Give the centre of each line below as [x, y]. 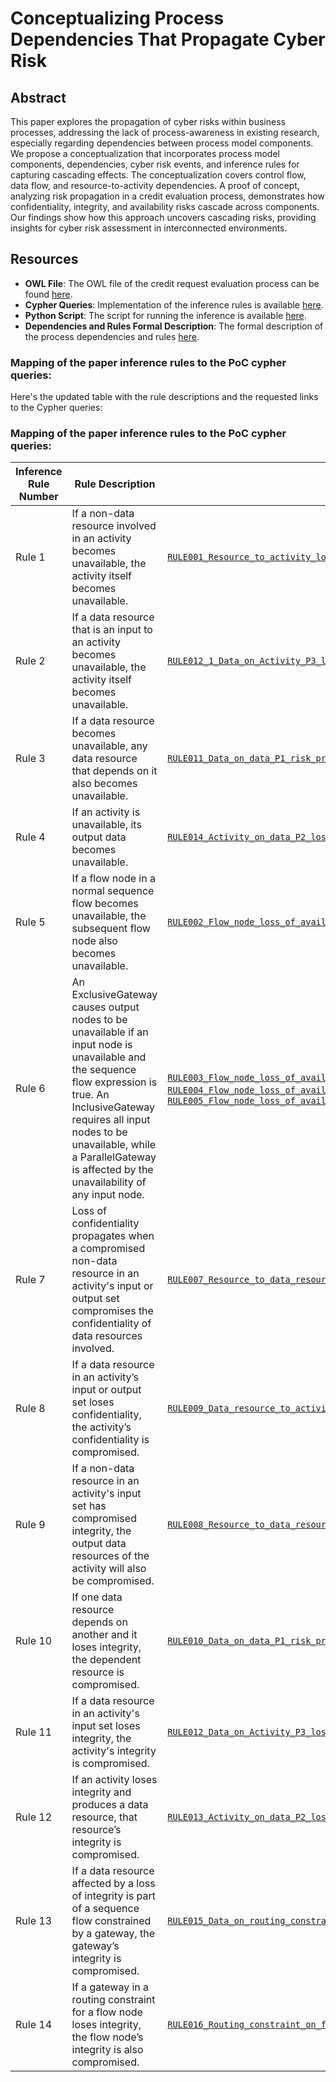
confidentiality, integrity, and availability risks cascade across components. [165, 206]
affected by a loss [113, 1884]
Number [38, 497]
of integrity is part [113, 1896]
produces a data [110, 1805]
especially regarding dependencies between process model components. [162, 143]
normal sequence [113, 891]
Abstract [38, 97]
